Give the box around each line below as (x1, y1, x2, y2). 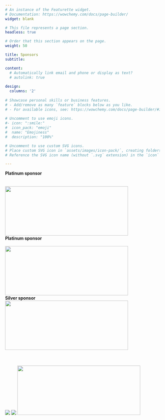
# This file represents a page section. (5, 25, 89, 30)
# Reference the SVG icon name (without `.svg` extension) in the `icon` (5, 152, 160, 158)
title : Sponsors (5, 52, 38, 57)
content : (5, 66, 23, 70)
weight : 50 (5, 43, 27, 48)
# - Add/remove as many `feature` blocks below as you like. (5, 102, 133, 107)
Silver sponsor (5, 295, 36, 301)
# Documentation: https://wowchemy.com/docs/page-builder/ (5, 12, 129, 17)
